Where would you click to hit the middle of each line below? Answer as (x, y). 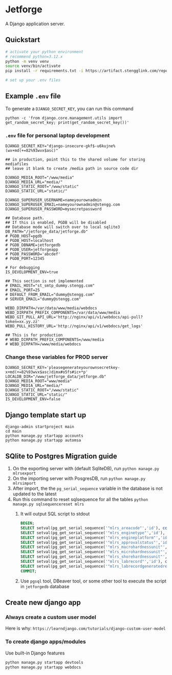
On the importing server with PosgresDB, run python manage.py (79, 478)
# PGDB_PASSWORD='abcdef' (33, 254)
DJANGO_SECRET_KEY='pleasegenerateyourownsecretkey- (63, 368)
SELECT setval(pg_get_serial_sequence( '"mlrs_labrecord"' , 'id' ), (91, 562)
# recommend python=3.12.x (34, 57)
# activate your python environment (44, 52)
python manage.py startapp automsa (43, 440)
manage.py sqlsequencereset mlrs (48, 504)
